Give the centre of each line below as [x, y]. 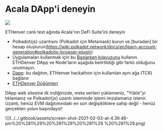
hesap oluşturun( [30, 47]
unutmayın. [24, 67]
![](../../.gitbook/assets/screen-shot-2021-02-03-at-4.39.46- [67, 118]
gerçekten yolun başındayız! [34, 108]
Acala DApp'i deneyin [50, 9]
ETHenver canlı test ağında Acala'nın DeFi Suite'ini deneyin [65, 32]
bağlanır [21, 78]
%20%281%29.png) [125, 123]
